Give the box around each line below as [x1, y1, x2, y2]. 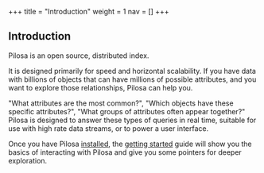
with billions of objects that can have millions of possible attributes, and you [8, 75, 257, 84]
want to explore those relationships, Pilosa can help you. [8, 83, 193, 92]
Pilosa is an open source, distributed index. [8, 51, 149, 60]
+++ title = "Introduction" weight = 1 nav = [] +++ [8, 7, 169, 16]
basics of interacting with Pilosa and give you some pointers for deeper [8, 147, 243, 157]
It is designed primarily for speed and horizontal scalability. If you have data [8, 66, 257, 75]
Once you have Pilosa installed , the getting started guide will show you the [8, 139, 252, 148]
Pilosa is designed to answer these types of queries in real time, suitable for [8, 115, 257, 125]
